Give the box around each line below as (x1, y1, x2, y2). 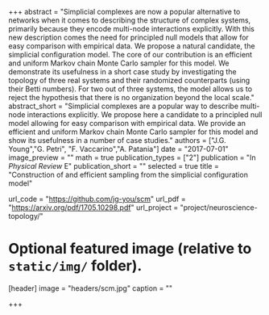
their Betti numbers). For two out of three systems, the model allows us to (8, 84, 252, 94)
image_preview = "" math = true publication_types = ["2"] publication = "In (8, 153, 256, 162)
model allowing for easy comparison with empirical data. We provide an (8, 119, 246, 128)
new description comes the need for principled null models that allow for (8, 32, 250, 42)
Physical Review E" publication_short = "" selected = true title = (8, 162, 219, 170)
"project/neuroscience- (180, 203, 258, 212)
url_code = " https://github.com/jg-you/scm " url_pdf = (8, 194, 187, 204)
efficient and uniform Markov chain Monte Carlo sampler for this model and (8, 127, 259, 136)
